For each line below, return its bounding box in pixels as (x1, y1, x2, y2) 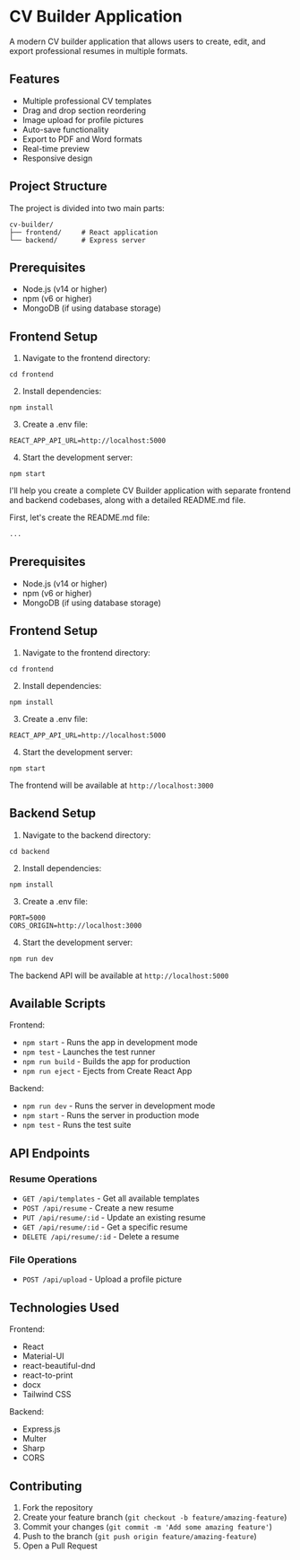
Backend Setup (9, 806, 97, 821)
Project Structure (9, 179, 107, 194)
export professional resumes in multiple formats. (9, 45, 188, 56)
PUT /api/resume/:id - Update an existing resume (21, 1212, 206, 1222)
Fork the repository (21, 1502, 94, 1512)
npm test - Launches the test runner (21, 1046, 156, 1057)
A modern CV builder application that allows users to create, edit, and (9, 36, 266, 47)
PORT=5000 (9, 913, 47, 922)
